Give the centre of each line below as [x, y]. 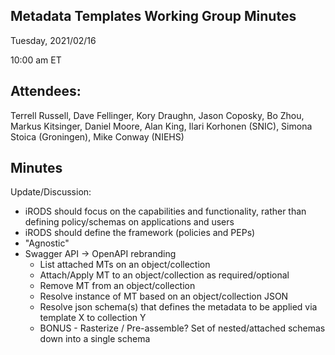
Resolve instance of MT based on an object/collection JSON [164, 296]
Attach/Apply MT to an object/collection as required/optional [164, 275]
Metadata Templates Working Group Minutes [153, 16]
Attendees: [46, 91]
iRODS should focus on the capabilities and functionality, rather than [165, 211]
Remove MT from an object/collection [117, 286]
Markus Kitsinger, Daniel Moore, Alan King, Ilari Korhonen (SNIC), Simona [161, 126]
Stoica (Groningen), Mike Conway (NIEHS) [97, 136]
